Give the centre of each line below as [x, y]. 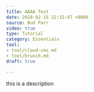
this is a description [30, 83]
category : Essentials [33, 39]
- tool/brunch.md [27, 56]
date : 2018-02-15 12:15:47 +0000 [47, 17]
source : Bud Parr [27, 23]
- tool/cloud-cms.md [32, 50]
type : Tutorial [25, 34]
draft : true [21, 61]
